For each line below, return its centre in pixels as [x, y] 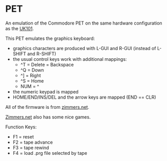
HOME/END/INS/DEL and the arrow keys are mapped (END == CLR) [85, 97]
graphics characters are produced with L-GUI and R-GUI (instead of [84, 48]
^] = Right [31, 75]
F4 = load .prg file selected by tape [50, 153]
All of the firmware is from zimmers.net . [47, 107]
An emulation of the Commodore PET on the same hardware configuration [84, 23]
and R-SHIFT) [42, 54]
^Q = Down [32, 70]
